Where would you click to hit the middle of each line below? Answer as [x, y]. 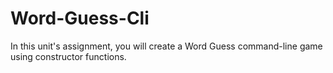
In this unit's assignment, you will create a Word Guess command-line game [166, 46]
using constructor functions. [68, 56]
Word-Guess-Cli [80, 18]
